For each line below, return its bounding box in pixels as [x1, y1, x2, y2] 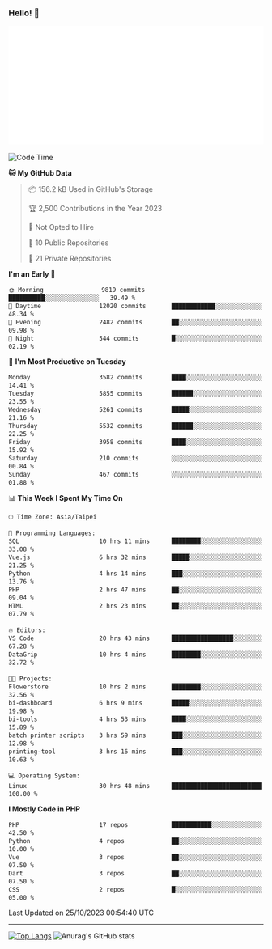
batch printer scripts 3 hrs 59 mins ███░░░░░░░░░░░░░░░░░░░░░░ [8, 731, 263, 739]
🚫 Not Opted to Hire [28, 222, 95, 232]
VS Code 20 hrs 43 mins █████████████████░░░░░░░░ [8, 634, 263, 642]
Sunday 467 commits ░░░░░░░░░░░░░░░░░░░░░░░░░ [8, 471, 263, 479]
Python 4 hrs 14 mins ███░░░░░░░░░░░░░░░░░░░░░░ [8, 570, 263, 578]
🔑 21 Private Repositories [28, 254, 112, 264]
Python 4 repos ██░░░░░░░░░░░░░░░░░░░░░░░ [8, 837, 263, 845]
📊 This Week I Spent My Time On [8, 494, 123, 503]
